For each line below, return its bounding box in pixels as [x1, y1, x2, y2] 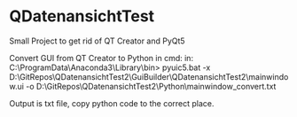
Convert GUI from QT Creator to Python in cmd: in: [9, 52, 193, 63]
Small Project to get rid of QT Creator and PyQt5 [9, 35, 185, 46]
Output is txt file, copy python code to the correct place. [9, 97, 215, 108]
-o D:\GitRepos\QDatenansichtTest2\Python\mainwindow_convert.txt [26, 81, 277, 91]
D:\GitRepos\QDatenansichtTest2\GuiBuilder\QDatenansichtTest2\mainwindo [9, 71, 289, 82]
